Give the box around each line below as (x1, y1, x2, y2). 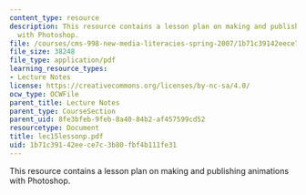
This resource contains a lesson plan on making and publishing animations (9, 165, 290, 176)
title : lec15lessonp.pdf (9, 132, 104, 141)
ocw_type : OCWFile (9, 89, 79, 98)
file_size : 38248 (9, 47, 76, 56)
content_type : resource (9, 13, 100, 23)
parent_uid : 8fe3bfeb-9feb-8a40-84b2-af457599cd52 (9, 115, 206, 124)
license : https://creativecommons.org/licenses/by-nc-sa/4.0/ (9, 81, 250, 90)
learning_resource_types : (9, 65, 107, 74)
